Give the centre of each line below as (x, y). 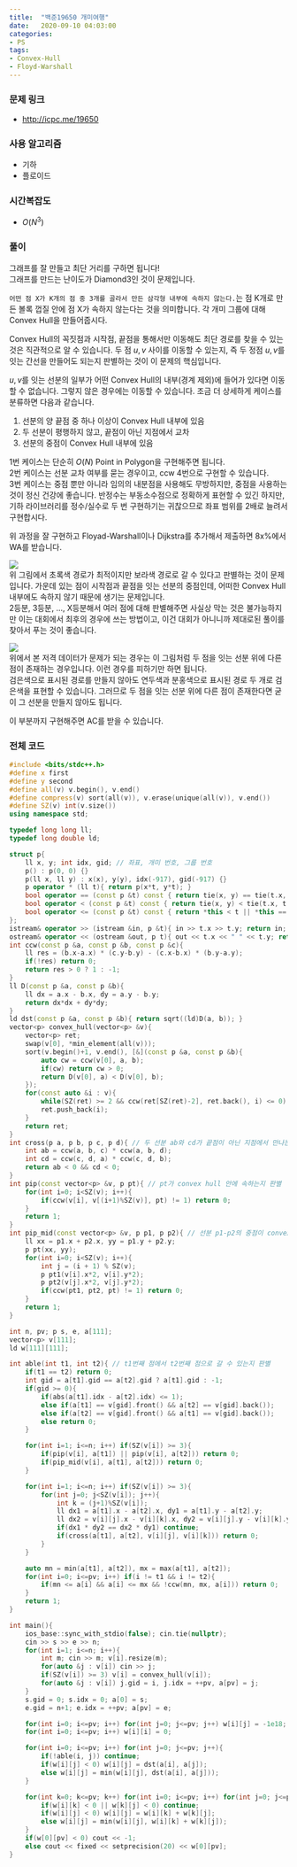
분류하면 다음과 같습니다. (52, 402)
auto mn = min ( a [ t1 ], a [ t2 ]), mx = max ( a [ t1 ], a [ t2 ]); (128, 1569)
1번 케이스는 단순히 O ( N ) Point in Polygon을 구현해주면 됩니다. (117, 461)
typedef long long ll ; (51, 830)
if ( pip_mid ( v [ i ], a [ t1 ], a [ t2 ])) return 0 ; (122, 1462)
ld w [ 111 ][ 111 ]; (39, 1348)
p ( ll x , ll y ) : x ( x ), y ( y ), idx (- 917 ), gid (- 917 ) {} (126, 879)
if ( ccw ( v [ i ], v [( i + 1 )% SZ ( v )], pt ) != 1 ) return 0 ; (136, 1200)
